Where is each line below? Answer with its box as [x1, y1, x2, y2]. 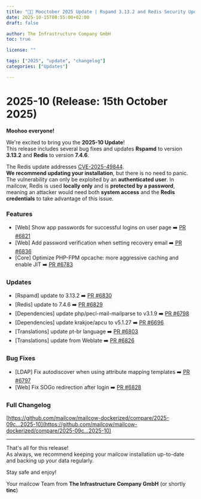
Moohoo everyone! [6, 127, 55, 134]
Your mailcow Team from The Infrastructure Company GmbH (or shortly [6, 480, 186, 487]
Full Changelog [6, 401, 51, 409]
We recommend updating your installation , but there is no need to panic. [6, 169, 188, 177]
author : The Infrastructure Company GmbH [6, 31, 111, 37]
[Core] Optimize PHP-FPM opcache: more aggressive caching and [14, 254, 179, 261]
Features [6, 210, 33, 218]
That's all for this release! [6, 444, 69, 451]
